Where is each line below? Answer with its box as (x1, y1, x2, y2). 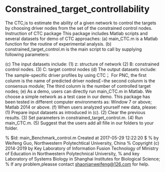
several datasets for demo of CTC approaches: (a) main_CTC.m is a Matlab (5, 36, 158, 42)
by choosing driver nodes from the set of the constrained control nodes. (5, 25, 153, 31)
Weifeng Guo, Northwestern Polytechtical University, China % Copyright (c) (5, 140, 160, 146)
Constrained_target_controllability (5, 3, 150, 15)
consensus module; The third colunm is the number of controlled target (5, 83, 151, 89)
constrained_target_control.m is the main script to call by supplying (5, 46, 142, 52)
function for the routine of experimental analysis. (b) (5, 41, 111, 47)
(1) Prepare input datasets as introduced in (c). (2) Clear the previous (5, 109, 146, 115)
